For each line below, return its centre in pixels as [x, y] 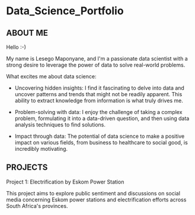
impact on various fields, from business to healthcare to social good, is [101, 143]
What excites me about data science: [51, 76]
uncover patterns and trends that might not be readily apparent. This [98, 94]
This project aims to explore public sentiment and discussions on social [93, 193]
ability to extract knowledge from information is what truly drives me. [99, 100]
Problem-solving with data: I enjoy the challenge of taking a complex [98, 112]
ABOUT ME [27, 33]
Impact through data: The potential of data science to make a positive [100, 136]
